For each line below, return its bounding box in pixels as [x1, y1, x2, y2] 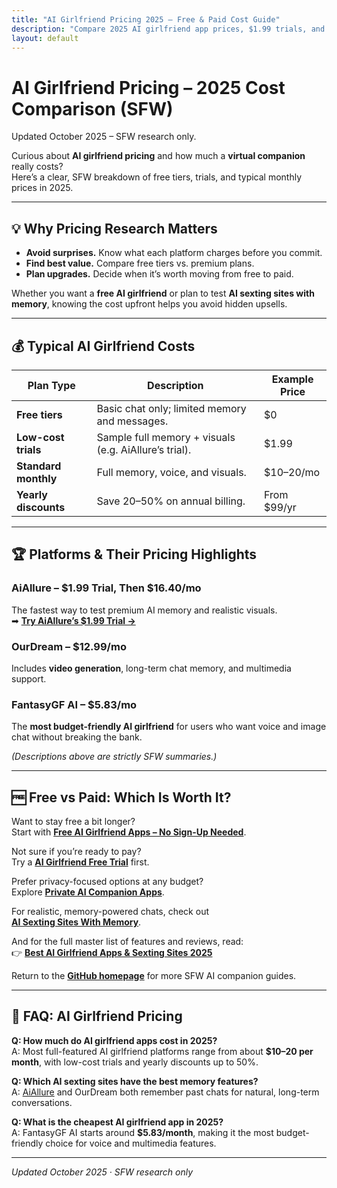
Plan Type [27, 378, 76, 392]
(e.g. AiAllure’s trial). [96, 442, 192, 456]
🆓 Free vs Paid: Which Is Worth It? [11, 789, 232, 806]
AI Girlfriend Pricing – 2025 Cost [11, 76, 286, 99]
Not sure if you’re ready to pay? [11, 846, 142, 858]
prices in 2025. [11, 182, 74, 194]
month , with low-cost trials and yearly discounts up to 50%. [11, 1056, 259, 1068]
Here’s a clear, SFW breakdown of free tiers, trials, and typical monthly [11, 171, 303, 183]
